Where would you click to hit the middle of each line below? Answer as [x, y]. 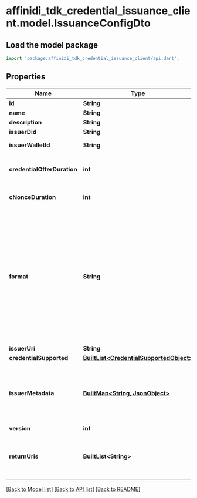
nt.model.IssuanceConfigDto [78, 23]
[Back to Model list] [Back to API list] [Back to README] [73, 489]
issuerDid [23, 132]
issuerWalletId [30, 145]
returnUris [24, 456]
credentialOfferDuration [43, 169]
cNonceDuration [33, 197]
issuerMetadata [32, 393]
